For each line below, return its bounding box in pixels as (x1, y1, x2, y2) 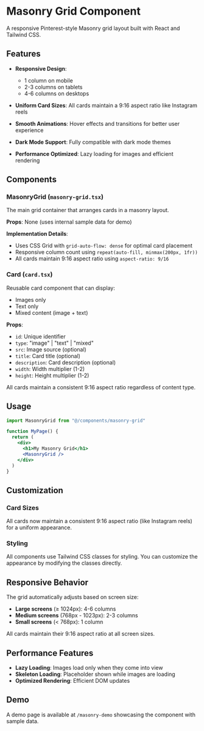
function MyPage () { (6, 428, 59, 435)
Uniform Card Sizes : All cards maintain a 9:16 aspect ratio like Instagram (15, 101, 198, 109)
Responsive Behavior (6, 577, 89, 587)
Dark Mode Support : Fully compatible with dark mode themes (15, 138, 172, 145)
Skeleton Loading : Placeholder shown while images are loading (15, 670, 175, 678)
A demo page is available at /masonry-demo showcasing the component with (6, 711, 196, 718)
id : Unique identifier (15, 332, 66, 340)
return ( (12, 434, 34, 441)
